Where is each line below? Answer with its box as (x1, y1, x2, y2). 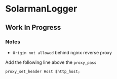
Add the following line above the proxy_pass (5, 59, 97, 65)
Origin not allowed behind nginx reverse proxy (12, 49, 112, 55)
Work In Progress (5, 23, 61, 32)
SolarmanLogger (5, 3, 77, 15)
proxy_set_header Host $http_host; (5, 69, 81, 74)
